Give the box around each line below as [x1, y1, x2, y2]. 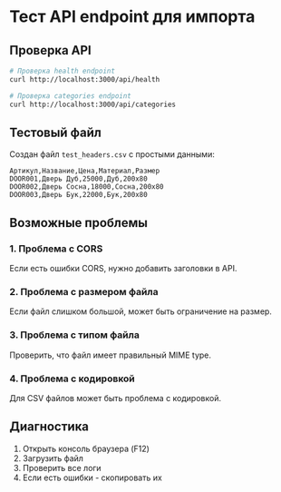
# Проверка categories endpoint [9, 91, 131, 101]
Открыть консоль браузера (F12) [22, 443, 150, 454]
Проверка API [9, 43, 92, 58]
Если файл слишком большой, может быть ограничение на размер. [9, 306, 272, 317]
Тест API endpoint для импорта [9, 6, 256, 27]
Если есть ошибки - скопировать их [22, 472, 163, 483]
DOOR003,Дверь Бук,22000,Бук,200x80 [9, 191, 148, 200]
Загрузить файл [22, 452, 84, 464]
